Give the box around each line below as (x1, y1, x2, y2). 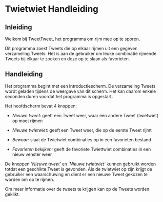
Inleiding (5, 23, 33, 31)
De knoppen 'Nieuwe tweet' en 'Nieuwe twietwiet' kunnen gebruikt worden (5, 161, 156, 167)
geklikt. (5, 191, 20, 197)
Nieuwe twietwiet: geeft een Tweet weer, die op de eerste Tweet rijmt (12, 127, 152, 133)
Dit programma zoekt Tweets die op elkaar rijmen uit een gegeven (5, 46, 138, 51)
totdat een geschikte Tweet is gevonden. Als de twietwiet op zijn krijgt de (5, 166, 152, 172)
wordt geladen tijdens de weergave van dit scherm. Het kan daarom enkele (5, 88, 156, 94)
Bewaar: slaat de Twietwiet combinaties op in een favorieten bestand (12, 136, 151, 143)
